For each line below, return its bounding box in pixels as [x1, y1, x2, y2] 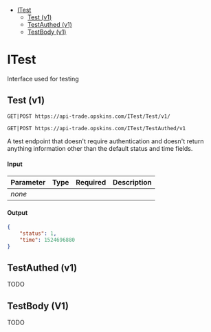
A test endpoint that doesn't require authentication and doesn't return [7, 137, 204, 145]
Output [7, 208, 28, 216]
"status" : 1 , [19, 230, 57, 237]
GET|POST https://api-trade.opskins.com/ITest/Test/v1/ [7, 113, 170, 120]
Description [112, 177, 153, 187]
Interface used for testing [7, 74, 79, 83]
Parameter [10, 177, 46, 187]
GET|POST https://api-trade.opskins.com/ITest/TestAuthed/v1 [7, 125, 186, 132]
